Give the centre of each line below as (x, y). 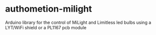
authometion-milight (49, 9)
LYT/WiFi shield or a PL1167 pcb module (46, 27)
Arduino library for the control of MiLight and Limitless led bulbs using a (78, 22)
